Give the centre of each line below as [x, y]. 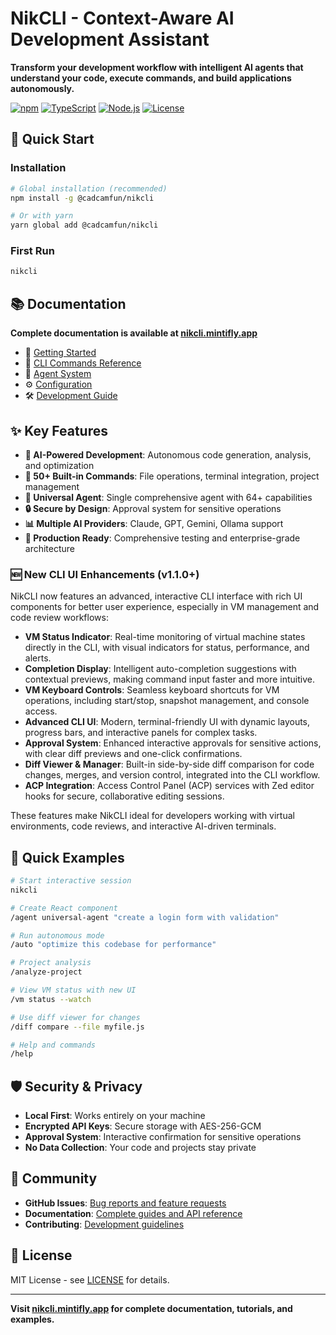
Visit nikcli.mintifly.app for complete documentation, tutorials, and [151, 1308]
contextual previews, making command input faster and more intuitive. [169, 679]
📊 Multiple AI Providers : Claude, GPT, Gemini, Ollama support [154, 523]
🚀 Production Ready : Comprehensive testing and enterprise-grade [162, 538]
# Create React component [64, 908]
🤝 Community [54, 1178]
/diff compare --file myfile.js [77, 1027]
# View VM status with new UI [73, 990]
